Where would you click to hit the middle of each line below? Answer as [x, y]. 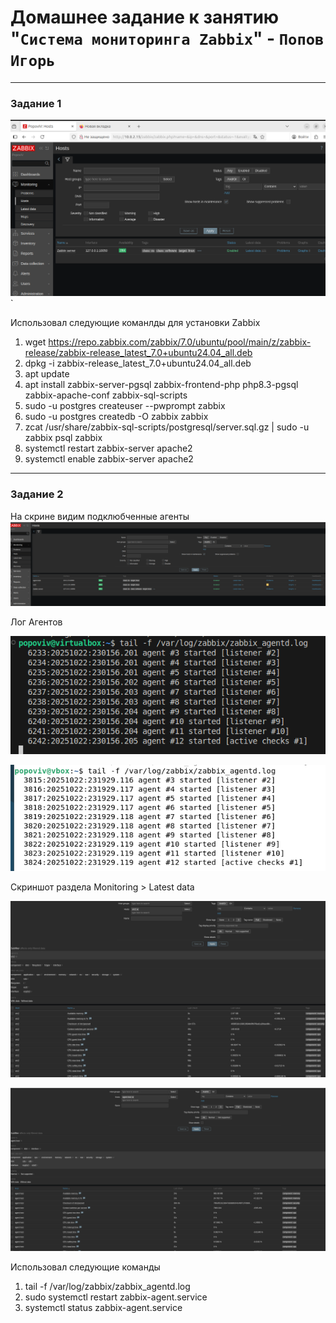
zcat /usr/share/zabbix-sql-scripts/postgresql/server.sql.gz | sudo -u [167, 427]
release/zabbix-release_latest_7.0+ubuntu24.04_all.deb [138, 353]
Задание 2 [37, 494]
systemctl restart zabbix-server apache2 [108, 448]
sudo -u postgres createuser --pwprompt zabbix [125, 406]
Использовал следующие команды [85, 1267]
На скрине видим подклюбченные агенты [100, 516]
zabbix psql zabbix [63, 438]
